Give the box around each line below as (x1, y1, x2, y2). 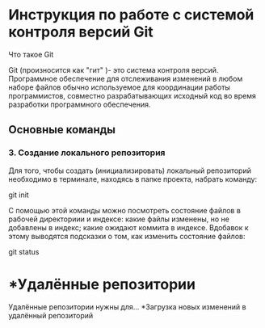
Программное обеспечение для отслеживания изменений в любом (8, 74, 243, 83)
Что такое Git (8, 49, 54, 59)
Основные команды (8, 123, 116, 137)
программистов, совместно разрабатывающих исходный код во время (8, 90, 257, 100)
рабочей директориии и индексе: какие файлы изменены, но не (8, 214, 230, 224)
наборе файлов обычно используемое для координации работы (8, 82, 230, 92)
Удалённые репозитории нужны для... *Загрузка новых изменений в (8, 301, 246, 312)
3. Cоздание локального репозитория (8, 147, 166, 158)
